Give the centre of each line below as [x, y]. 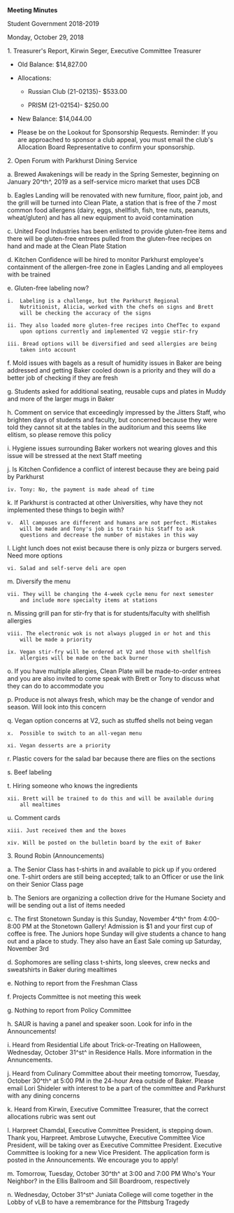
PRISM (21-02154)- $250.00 [68, 105]
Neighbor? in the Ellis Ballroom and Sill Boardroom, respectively [98, 1181]
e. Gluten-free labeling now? [48, 288]
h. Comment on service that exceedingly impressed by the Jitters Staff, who [116, 412]
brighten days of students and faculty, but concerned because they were [112, 420]
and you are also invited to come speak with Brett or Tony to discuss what [114, 678]
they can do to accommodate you [56, 686]
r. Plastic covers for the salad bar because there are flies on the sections [111, 758]
